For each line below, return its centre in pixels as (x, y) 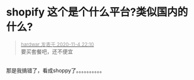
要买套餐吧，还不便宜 (47, 52)
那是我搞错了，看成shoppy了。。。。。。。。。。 (55, 70)
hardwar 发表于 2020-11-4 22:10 (57, 44)
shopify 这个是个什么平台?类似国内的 (97, 12)
